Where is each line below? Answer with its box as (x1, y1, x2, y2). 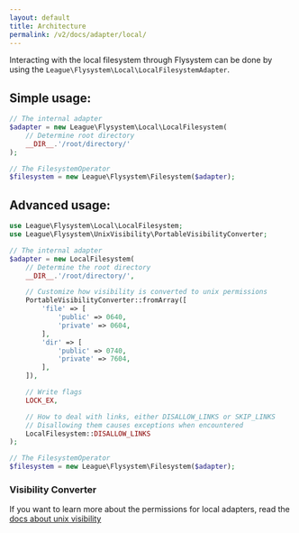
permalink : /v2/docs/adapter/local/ (9, 30, 147, 39)
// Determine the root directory (25, 262, 151, 271)
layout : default (9, 13, 70, 23)
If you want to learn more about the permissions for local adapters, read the (9, 504, 290, 515)
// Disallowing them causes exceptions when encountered (25, 420, 244, 429)
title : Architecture (9, 22, 87, 31)
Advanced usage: (9, 198, 111, 213)
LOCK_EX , (25, 396, 59, 405)
